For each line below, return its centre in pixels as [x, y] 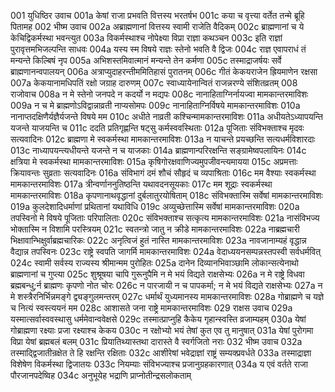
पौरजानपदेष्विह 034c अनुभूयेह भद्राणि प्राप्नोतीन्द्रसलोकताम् [101, 375]
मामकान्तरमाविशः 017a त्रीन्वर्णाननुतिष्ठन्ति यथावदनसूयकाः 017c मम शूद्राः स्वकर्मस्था [141, 184]
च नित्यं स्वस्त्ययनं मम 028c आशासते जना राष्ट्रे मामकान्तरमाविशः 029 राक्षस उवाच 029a [151, 308]
